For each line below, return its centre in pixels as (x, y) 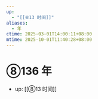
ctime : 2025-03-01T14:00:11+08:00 (49, 34)
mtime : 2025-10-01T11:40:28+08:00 (49, 40)
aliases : (17, 23)
